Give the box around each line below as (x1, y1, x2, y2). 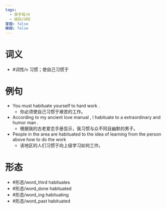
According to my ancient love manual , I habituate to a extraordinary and (12, 114, 161, 120)
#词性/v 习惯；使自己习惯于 (12, 66, 69, 72)
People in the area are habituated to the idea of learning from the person (12, 131, 162, 137)
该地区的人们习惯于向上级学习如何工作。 (19, 142, 103, 148)
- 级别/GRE (9, 16, 31, 21)
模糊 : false (5, 26, 28, 31)
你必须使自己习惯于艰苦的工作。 (19, 108, 86, 114)
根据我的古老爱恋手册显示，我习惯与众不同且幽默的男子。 (19, 125, 138, 131)
